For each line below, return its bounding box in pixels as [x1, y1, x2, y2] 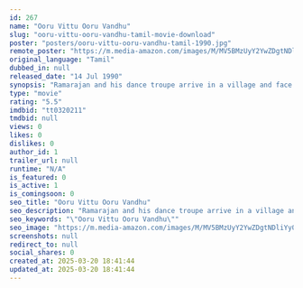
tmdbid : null [9, 114, 59, 123]
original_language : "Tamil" [9, 55, 115, 64]
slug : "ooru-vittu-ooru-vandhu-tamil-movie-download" [9, 30, 216, 39]
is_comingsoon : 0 [9, 190, 75, 199]
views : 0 [9, 123, 42, 132]
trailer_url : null [9, 155, 78, 165]
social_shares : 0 [9, 248, 75, 257]
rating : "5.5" [9, 97, 63, 107]
